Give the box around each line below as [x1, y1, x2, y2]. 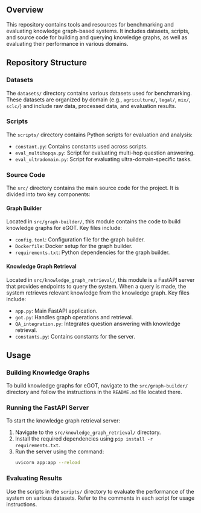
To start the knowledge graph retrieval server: [6, 417, 121, 424]
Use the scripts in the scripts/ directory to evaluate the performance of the [6, 488, 194, 495]
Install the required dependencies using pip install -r [14, 435, 153, 442]
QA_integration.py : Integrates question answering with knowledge [14, 320, 181, 327]
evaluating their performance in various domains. [6, 40, 129, 47]
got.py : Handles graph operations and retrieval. [14, 313, 133, 320]
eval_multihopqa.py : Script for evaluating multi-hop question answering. [14, 149, 195, 156]
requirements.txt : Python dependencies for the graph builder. [14, 249, 170, 256]
